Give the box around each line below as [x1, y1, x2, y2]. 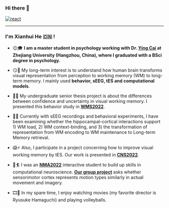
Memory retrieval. [12, 134, 50, 140]
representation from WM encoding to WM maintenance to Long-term [12, 129, 156, 135]
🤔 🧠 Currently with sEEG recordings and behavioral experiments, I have [12, 113, 158, 119]
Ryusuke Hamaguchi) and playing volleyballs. [12, 196, 107, 202]
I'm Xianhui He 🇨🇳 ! [5, 33, 55, 40]
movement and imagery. [12, 179, 63, 185]
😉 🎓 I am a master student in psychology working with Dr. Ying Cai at [12, 45, 162, 51]
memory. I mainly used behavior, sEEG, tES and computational [23, 78, 155, 84]
